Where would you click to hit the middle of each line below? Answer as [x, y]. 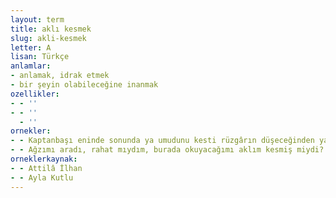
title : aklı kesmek [51, 29]
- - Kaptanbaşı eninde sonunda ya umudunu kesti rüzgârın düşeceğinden [162, 141]
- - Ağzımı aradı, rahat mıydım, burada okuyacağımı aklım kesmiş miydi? [167, 150]
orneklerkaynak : [44, 159]
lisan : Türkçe [40, 57]
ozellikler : [35, 94]
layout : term [37, 19]
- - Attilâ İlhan [46, 168]
